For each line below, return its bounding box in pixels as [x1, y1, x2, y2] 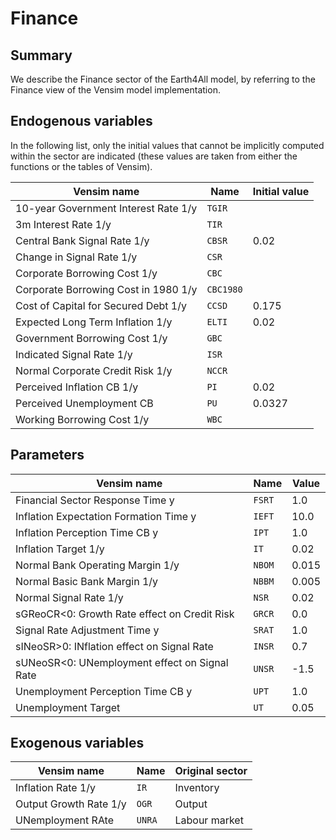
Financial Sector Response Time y [15, 493, 175, 507]
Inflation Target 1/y [15, 542, 105, 556]
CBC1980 [206, 283, 243, 295]
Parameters [10, 447, 85, 464]
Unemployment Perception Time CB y [15, 684, 193, 698]
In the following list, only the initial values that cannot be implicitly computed [10, 139, 325, 151]
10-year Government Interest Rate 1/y [15, 201, 198, 215]
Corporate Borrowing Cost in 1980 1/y [15, 282, 198, 296]
